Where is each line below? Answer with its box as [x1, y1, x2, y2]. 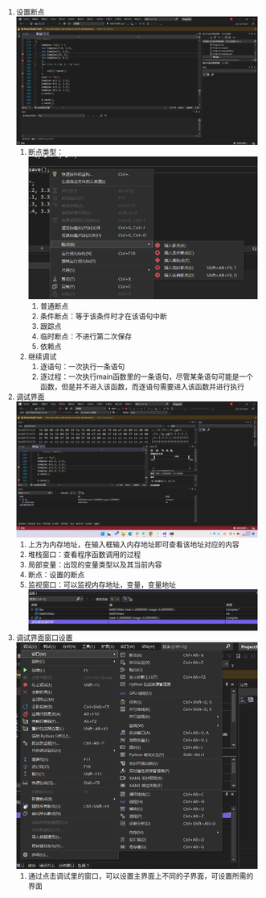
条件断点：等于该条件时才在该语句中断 [39, 311, 167, 321]
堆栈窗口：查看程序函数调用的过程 [27, 550, 141, 559]
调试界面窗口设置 [15, 633, 73, 642]
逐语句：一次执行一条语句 [39, 361, 125, 371]
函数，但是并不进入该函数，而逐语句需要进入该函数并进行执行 [39, 381, 245, 391]
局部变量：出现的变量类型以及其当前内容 [27, 559, 162, 570]
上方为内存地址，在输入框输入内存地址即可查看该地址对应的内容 [27, 539, 239, 550]
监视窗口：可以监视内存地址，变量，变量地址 [27, 580, 177, 590]
